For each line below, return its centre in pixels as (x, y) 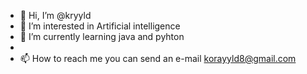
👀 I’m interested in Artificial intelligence (100, 26)
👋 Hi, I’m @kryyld (55, 15)
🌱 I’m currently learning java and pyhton (102, 36)
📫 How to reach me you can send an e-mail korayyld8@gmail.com (158, 58)
